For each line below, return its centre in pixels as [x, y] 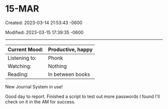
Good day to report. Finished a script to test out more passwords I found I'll [82, 96]
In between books [69, 74]
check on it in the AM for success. [40, 101]
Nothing [57, 66]
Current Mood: [25, 49]
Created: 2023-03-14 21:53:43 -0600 [44, 23]
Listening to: [22, 58]
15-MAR [22, 9]
